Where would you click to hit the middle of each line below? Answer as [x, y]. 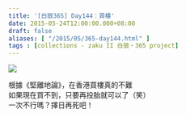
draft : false [30, 31]
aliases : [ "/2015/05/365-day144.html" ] [79, 38]
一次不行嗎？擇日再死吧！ [51, 105]
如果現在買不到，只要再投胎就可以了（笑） [79, 95]
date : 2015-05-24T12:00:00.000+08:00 [72, 23]
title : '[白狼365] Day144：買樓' [61, 16]
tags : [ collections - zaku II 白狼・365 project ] [94, 46]
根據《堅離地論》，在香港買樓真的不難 [70, 85]
